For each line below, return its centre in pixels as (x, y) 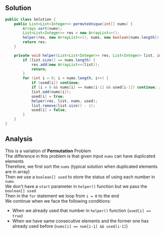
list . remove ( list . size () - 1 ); (63, 105)
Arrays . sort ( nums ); (43, 28)
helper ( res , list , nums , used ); (64, 101)
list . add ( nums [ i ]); (51, 92)
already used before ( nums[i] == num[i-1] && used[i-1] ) (70, 226)
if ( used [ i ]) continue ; (55, 83)
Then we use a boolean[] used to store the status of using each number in (80, 177)
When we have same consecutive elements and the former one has (80, 221)
